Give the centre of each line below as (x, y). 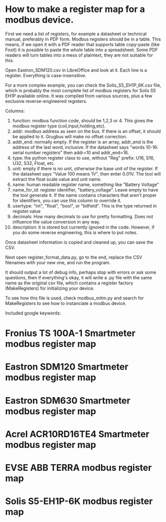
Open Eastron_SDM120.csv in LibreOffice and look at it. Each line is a (76, 70)
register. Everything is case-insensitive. (46, 75)
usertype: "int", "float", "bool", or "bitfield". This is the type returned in (84, 206)
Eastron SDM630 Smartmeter (68, 400)
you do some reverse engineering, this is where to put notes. (75, 232)
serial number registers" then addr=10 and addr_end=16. (70, 152)
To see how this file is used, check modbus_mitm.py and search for (74, 298)
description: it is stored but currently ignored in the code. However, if (83, 227)
